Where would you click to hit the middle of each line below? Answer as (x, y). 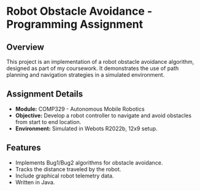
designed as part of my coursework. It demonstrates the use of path (93, 68)
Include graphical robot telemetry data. (64, 176)
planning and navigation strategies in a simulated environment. (86, 75)
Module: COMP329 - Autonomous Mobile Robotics (80, 109)
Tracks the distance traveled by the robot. (68, 169)
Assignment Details (45, 94)
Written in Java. (35, 182)
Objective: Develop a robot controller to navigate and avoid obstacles (103, 115)
